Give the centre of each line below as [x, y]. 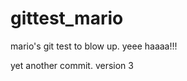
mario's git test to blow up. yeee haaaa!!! [94, 46]
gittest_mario [67, 18]
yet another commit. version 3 [72, 65]
